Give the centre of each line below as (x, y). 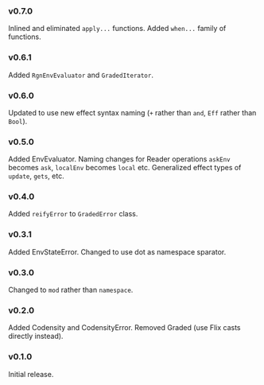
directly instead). (36, 336)
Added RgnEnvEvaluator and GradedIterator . (81, 75)
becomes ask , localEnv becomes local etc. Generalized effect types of (125, 168)
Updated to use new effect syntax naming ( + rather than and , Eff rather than (132, 112)
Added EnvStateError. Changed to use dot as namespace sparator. (117, 251)
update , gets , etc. (37, 176)
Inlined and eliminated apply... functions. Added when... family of (117, 29)
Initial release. (31, 374)
